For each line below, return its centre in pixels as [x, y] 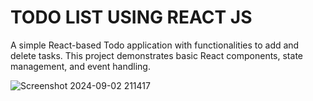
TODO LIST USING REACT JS [131, 17]
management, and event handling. [80, 66]
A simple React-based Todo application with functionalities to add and [155, 45]
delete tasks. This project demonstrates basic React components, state [156, 55]
